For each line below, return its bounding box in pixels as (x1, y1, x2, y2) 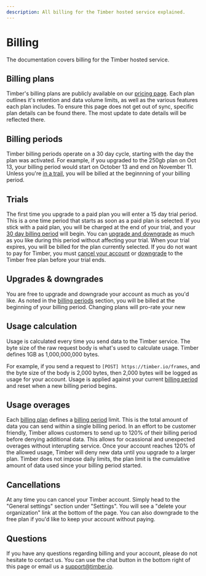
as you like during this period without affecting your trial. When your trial (6, 237, 189, 243)
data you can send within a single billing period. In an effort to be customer (6, 422, 196, 430)
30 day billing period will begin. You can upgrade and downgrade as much (6, 230, 195, 237)
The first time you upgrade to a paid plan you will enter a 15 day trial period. (6, 210, 198, 218)
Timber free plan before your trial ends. (6, 256, 106, 263)
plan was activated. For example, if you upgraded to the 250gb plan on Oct (6, 157, 197, 164)
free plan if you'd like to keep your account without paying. (6, 516, 156, 523)
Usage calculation (6, 321, 77, 332)
